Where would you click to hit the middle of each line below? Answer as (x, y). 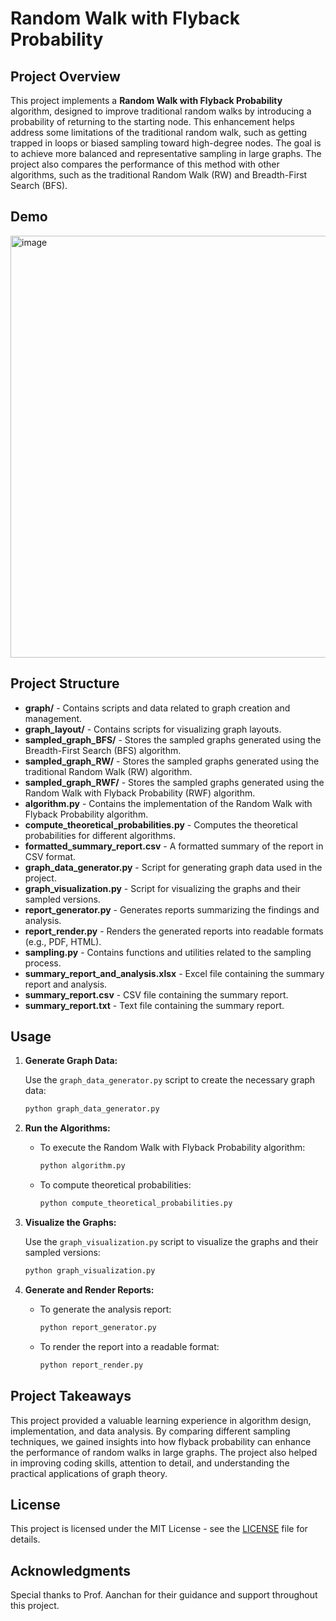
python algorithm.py (82, 1166)
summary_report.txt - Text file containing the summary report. (154, 1005)
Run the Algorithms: (67, 1128)
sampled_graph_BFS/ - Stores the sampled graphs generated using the (173, 739)
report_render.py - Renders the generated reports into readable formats (174, 931)
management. (53, 718)
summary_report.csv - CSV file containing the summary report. (156, 994)
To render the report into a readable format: (129, 1346)
